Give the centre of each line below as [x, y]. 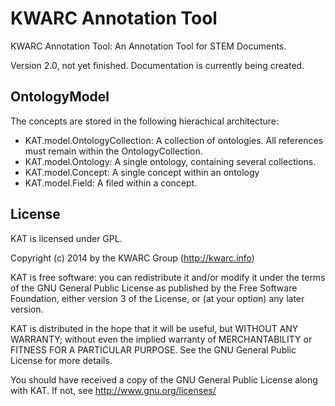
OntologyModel [60, 97]
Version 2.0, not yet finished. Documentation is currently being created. [157, 65]
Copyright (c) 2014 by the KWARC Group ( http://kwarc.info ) [132, 258]
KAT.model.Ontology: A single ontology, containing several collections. [170, 161]
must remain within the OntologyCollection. [113, 151]
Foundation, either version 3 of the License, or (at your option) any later [157, 298]
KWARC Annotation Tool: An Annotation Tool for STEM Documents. [148, 46]
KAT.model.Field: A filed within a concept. [111, 183]
